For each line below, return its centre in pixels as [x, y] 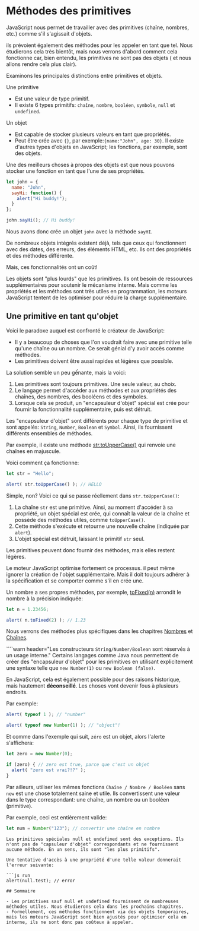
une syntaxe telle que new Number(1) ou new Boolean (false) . [81, 668]
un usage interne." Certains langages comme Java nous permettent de [92, 655]
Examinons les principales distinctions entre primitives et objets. [84, 75]
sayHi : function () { [37, 193]
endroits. [17, 692]
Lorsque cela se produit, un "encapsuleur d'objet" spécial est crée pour [102, 403]
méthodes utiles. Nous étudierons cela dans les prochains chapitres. [95, 907]
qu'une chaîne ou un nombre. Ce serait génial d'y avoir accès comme [99, 348]
